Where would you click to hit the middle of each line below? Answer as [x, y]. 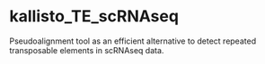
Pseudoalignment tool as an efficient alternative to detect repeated [133, 41]
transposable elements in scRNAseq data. [87, 50]
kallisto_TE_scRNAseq [94, 16]
